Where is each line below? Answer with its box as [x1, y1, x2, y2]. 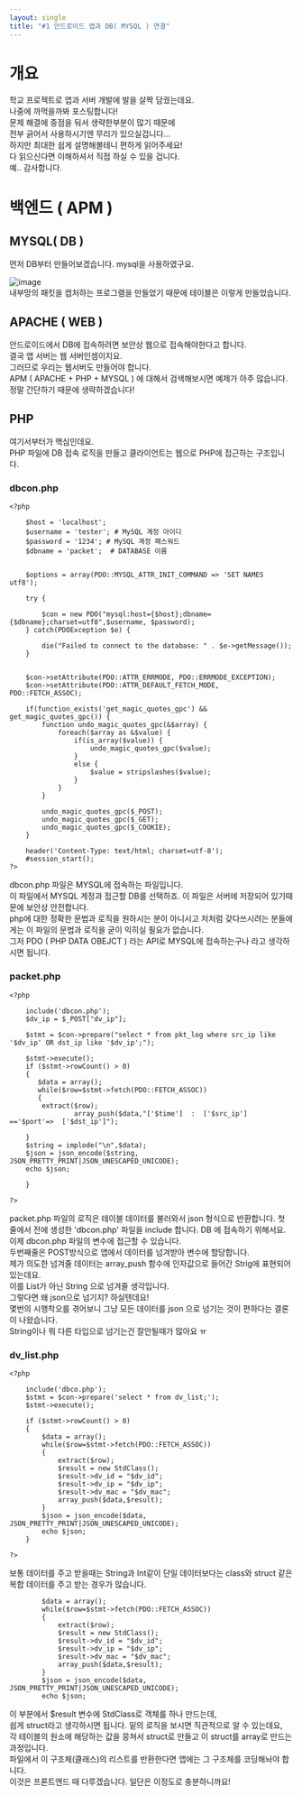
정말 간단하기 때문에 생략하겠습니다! [9, 384, 135, 395]
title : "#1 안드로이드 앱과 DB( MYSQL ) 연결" [9, 22, 170, 31]
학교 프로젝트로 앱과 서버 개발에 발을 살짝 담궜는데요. [9, 95, 195, 106]
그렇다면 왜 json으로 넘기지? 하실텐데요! [9, 1292, 150, 1303]
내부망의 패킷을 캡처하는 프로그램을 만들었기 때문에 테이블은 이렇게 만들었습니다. [9, 288, 291, 299]
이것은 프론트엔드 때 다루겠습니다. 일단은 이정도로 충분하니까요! [9, 1776, 232, 1787]
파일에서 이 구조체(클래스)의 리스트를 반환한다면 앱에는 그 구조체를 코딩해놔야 [9, 1754, 280, 1764]
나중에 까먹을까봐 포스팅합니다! [9, 106, 119, 117]
